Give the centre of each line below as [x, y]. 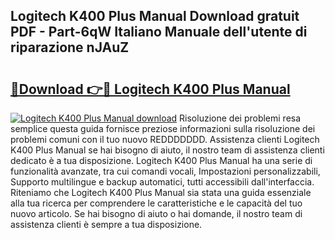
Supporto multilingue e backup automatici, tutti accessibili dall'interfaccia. [162, 182]
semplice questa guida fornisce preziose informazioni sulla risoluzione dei [163, 128]
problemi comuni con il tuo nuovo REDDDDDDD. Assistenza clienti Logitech [165, 139]
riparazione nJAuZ [70, 47]
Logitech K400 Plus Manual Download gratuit [155, 16]
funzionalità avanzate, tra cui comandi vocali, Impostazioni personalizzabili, [165, 171]
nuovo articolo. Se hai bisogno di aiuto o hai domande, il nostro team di [156, 213]
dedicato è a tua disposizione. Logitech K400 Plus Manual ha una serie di [161, 160]
